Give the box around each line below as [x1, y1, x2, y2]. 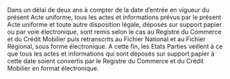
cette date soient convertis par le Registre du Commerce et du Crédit [7, 57, 204, 65]
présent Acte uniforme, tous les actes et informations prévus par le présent [7, 13, 222, 21]
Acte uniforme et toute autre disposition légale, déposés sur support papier [7, 21, 222, 28]
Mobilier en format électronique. [7, 65, 99, 72]
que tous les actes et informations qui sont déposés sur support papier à [7, 49, 215, 58]
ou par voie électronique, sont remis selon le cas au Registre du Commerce [7, 27, 222, 36]
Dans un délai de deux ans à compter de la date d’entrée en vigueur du [7, 6, 210, 14]
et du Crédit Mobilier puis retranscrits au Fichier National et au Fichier [7, 35, 206, 43]
